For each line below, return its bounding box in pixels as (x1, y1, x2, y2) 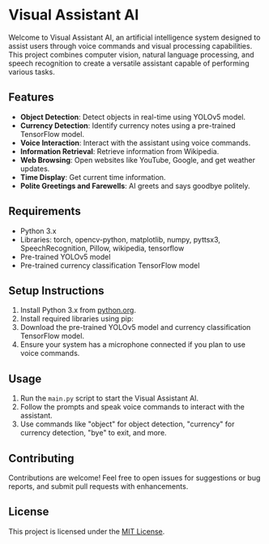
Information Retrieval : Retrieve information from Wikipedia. (19, 146, 220, 156)
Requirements (8, 204, 81, 218)
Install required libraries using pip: (19, 314, 134, 323)
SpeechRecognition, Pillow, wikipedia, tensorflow (19, 243, 185, 253)
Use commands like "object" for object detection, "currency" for (19, 419, 235, 429)
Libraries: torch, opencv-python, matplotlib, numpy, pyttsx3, (19, 234, 221, 244)
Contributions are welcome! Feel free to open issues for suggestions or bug (8, 473, 261, 482)
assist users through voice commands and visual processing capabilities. (8, 41, 253, 50)
